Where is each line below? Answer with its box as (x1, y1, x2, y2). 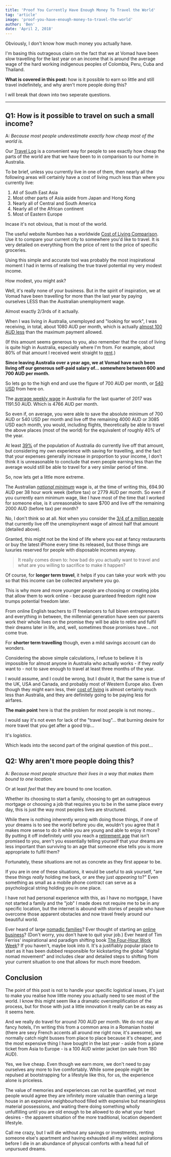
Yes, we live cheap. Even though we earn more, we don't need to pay (5, 1061, 151, 1067)
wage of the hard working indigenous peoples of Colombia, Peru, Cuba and (5, 61, 164, 67)
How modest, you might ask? (5, 277, 66, 283)
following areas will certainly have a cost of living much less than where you (5, 174, 165, 180)
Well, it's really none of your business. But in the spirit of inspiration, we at (5, 287, 161, 294)
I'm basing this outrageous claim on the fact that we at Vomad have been (5, 50, 159, 57)
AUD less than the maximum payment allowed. (5, 329, 103, 335)
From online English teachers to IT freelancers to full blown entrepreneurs (5, 608, 160, 614)
